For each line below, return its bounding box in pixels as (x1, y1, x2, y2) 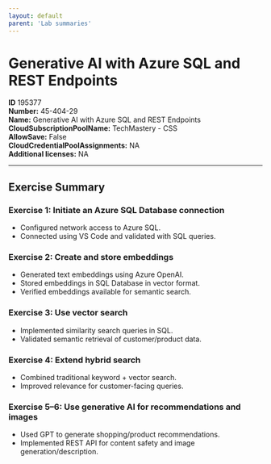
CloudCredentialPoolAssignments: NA (8, 140, 140, 150)
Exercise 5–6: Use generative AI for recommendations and (8, 401, 241, 412)
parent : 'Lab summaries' (8, 19, 92, 27)
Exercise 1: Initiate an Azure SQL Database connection (8, 204, 225, 215)
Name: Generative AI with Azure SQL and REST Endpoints (8, 115, 202, 125)
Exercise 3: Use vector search (8, 307, 128, 319)
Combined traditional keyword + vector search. (19, 373, 177, 382)
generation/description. (19, 447, 98, 457)
